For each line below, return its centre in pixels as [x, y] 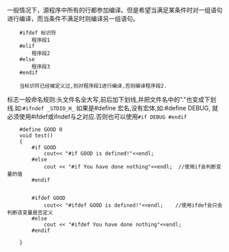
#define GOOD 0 [41, 129]
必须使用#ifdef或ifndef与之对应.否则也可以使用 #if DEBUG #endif [97, 116]
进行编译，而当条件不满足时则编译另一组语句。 [73, 18]
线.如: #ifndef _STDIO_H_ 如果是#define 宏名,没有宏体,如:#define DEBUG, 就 [113, 108]
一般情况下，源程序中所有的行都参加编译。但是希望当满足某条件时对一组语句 [115, 10]
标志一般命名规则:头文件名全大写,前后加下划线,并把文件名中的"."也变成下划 [112, 99]
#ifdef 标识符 [38, 33]
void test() [36, 136]
